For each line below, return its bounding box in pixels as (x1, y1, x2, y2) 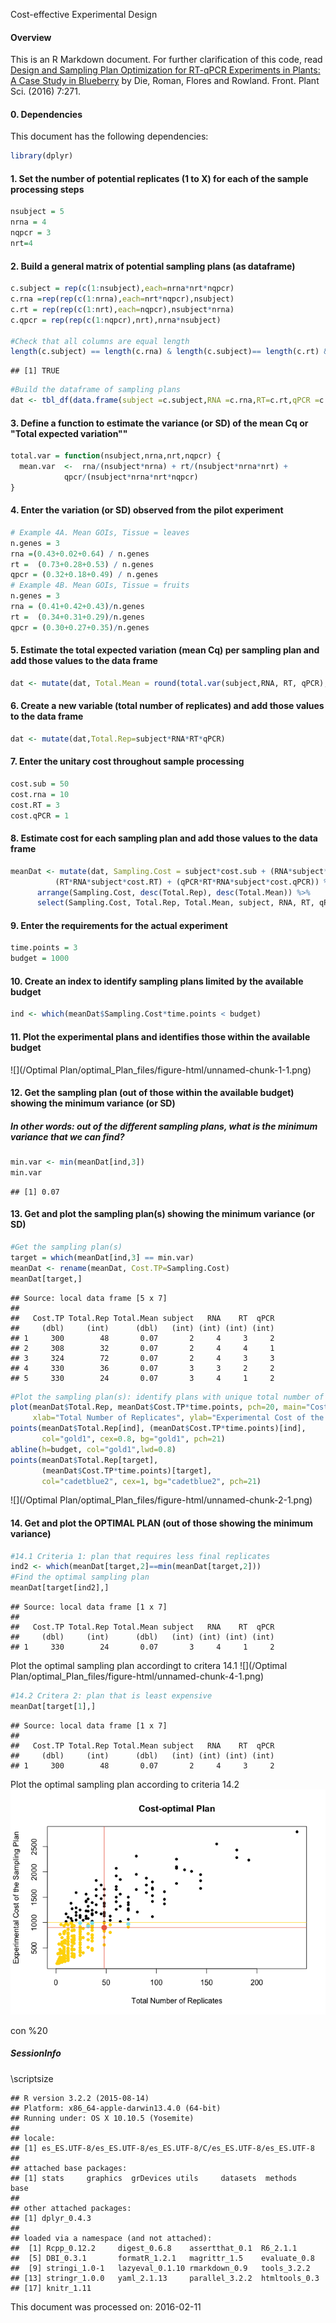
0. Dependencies (10, 108, 83, 120)
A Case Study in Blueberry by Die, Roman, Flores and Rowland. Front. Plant (10, 75, 320, 87)
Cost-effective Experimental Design (10, 9, 158, 20)
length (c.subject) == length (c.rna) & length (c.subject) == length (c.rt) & (10, 347, 329, 357)
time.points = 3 (10, 943, 78, 953)
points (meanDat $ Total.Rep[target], (10, 1455, 159, 1465)
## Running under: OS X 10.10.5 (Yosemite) (10, 2113, 195, 2123)
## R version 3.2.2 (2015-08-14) (10, 2093, 150, 2103)
